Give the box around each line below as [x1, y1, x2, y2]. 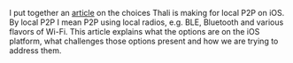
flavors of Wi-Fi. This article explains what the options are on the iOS [9, 27, 260, 36]
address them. [9, 45, 62, 56]
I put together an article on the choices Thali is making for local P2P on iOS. [9, 8, 285, 18]
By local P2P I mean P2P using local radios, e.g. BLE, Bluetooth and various [9, 17, 284, 28]
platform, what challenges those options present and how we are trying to [9, 35, 279, 46]
